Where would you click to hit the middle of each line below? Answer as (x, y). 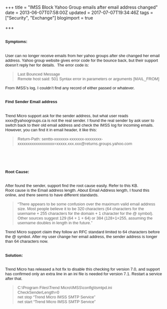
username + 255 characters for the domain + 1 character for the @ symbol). (85, 214)
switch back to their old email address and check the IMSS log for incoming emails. (80, 125)
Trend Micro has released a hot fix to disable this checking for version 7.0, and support (83, 269)
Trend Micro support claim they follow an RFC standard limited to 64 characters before (83, 232)
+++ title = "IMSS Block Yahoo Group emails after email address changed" (82, 7)
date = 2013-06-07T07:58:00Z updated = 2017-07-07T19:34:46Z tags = (79, 13)
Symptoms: (16, 42)
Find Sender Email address (31, 102)
